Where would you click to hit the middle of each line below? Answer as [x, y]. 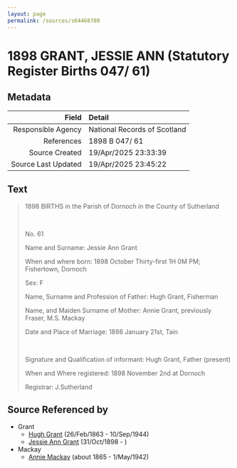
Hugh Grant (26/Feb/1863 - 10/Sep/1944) [89, 435]
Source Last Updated [46, 164]
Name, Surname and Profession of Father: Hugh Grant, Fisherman [121, 297]
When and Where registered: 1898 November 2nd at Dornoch [115, 373]
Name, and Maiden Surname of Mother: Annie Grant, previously [118, 311]
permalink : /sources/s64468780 [54, 21]
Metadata [29, 97]
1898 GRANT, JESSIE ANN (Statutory [118, 56]
